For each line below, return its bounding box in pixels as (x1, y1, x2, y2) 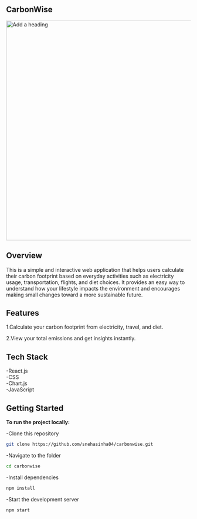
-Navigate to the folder (6, 452, 62, 459)
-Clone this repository (6, 430, 59, 437)
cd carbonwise (6, 463, 41, 469)
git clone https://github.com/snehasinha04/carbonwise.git (6, 442, 154, 448)
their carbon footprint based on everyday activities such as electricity (6, 272, 174, 279)
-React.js (6, 367, 28, 374)
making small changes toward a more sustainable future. (6, 291, 143, 298)
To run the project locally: (6, 419, 70, 426)
